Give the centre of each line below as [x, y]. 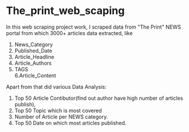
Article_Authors [33, 63]
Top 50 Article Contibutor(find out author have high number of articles [99, 98]
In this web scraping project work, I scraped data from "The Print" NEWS [94, 27]
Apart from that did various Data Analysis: [56, 86]
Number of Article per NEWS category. [61, 117]
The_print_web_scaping [65, 11]
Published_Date [33, 50]
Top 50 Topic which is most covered [58, 110]
